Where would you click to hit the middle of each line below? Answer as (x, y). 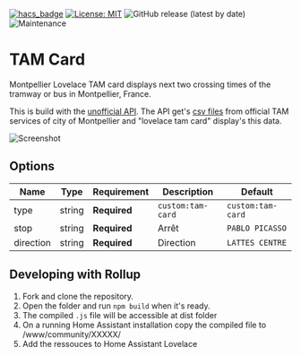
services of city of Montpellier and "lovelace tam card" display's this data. (146, 120)
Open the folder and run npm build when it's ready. (116, 306)
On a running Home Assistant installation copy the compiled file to (144, 325)
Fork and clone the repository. (78, 296)
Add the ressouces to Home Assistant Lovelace (110, 343)
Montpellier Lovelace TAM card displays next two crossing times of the (140, 84)
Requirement (121, 191)
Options (32, 166)
